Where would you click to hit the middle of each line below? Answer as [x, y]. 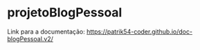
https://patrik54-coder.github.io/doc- [139, 32]
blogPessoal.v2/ [30, 38]
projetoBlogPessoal [65, 13]
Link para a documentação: [46, 32]
